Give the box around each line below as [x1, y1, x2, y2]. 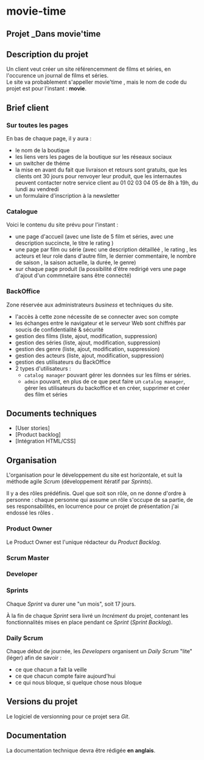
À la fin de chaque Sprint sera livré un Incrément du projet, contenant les [6, 612, 189, 619]
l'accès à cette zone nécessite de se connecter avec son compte [15, 313, 178, 320]
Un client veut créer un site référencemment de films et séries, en [6, 65, 171, 73]
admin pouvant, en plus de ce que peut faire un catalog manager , [24, 377, 186, 385]
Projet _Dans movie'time [6, 29, 101, 39]
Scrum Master [6, 554, 50, 562]
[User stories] [15, 424, 50, 432]
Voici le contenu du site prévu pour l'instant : [6, 221, 119, 228]
